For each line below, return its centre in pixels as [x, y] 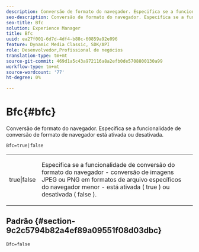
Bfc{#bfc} [31, 112]
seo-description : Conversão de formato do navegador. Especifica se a [95, 17]
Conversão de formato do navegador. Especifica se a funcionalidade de [94, 128]
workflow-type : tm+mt [33, 67]
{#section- [55, 222]
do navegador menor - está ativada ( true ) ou [105, 187]
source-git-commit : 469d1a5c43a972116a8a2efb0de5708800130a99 [84, 61]
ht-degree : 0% [24, 77]
